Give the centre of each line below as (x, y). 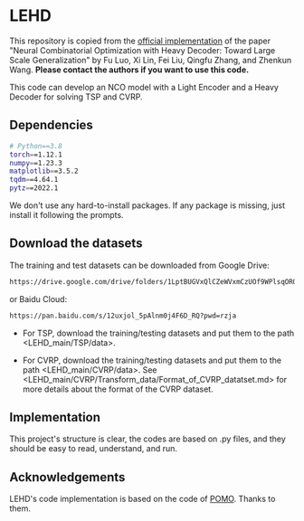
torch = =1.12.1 (36, 155)
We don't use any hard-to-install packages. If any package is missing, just (147, 205)
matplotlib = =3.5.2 (44, 171)
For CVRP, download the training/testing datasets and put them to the (152, 360)
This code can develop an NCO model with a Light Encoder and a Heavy (144, 87)
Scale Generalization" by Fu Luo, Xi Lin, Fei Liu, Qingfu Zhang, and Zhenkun (151, 60)
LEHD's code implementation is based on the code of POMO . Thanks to (142, 499)
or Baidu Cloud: (38, 298)
